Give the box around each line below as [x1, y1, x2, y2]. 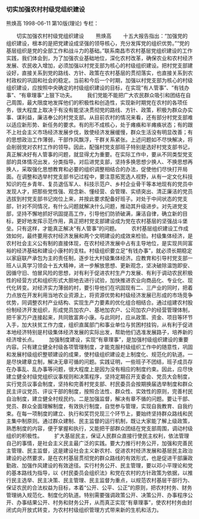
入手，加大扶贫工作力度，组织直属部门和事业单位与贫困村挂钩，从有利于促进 [6, 321, 193, 328]
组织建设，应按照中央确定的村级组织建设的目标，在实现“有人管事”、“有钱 [6, 84, 185, 91]
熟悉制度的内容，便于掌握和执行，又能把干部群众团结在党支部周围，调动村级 [6, 425, 193, 432]
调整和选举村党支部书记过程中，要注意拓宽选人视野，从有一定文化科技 [21, 173, 193, 180]
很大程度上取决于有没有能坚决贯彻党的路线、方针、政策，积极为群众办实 [16, 107, 193, 114]
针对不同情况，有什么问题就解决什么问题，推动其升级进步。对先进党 [16, 203, 182, 210]
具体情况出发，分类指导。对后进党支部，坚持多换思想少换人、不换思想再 [16, 158, 193, 165]
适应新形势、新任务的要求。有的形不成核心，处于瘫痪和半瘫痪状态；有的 [11, 121, 188, 129]
